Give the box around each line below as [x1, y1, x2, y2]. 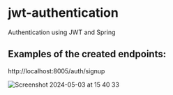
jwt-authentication [8, 5, 119, 21]
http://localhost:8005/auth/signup [8, 66, 105, 75]
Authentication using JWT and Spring [8, 28, 116, 36]
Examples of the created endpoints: [8, 48, 167, 60]
